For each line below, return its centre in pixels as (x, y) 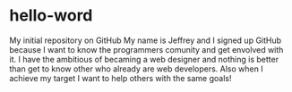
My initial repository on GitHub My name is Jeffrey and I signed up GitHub (146, 40)
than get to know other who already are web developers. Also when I (136, 69)
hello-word (51, 16)
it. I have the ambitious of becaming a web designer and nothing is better (144, 59)
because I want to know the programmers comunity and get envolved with (146, 49)
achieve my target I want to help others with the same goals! (120, 78)
